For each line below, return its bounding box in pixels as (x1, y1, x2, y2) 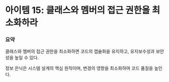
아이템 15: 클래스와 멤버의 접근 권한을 (5, 4, 150, 16)
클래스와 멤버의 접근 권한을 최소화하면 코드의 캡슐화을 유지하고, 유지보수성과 (5, 48, 155, 54)
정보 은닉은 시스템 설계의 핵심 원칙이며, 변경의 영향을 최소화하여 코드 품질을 (5, 65, 153, 71)
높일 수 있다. (14, 54, 39, 60)
